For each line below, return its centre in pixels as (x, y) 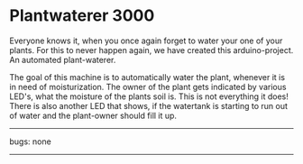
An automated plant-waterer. (63, 59)
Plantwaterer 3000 (82, 16)
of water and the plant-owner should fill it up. (93, 115)
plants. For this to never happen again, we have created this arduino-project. (151, 50)
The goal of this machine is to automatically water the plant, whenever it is (147, 77)
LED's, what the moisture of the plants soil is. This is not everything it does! (149, 96)
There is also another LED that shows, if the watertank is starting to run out (149, 105)
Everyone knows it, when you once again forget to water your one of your (146, 41)
